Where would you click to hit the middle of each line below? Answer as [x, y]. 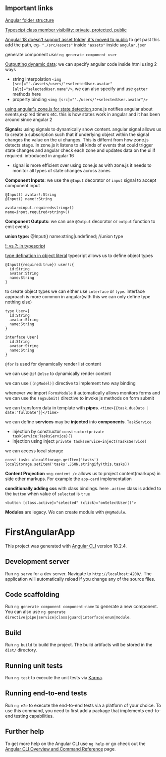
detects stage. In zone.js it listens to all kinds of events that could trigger [79, 145]
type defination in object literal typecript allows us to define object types [79, 255]
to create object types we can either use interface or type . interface [75, 291]
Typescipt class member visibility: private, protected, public [66, 30]
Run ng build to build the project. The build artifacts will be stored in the [79, 645]
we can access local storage [34, 451]
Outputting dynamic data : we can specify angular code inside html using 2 [81, 64]
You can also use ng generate [35, 612]
